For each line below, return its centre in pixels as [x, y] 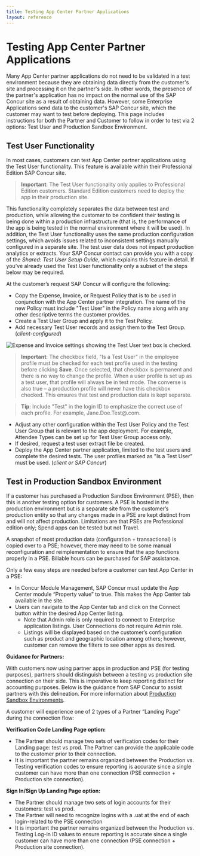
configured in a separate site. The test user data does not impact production [100, 247]
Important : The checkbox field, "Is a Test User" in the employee [100, 357]
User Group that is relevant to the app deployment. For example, [94, 431]
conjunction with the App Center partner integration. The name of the [100, 302]
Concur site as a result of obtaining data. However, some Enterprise [90, 102]
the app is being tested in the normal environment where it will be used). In [98, 228]
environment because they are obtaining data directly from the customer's [98, 83]
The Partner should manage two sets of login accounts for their [93, 803]
